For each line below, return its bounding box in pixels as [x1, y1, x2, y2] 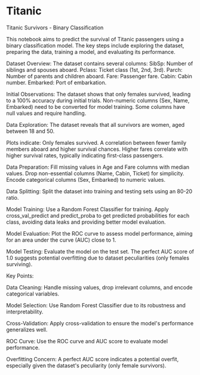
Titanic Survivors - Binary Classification [6, 24, 104, 31]
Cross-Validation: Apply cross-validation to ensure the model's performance [6, 319, 194, 327]
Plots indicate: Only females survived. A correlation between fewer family [6, 139, 187, 146]
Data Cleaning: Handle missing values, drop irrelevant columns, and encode [6, 283, 193, 291]
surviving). [6, 260, 33, 267]
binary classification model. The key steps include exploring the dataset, [6, 42, 184, 49]
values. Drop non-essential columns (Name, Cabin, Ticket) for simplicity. [6, 169, 184, 177]
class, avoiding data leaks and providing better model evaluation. [6, 218, 166, 225]
